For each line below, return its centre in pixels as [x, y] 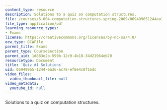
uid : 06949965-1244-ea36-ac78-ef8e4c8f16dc [51, 70]
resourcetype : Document [30, 60]
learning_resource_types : [32, 28]
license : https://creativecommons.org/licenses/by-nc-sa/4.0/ [71, 38]
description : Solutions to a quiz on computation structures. [71, 14]
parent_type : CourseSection [34, 51]
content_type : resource [30, 10]
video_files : [19, 74]
